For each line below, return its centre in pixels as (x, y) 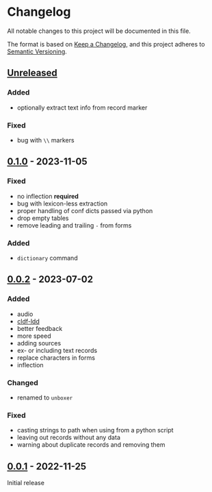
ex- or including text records (57, 350)
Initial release (26, 483)
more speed (34, 336)
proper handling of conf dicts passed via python (85, 210)
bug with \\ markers (45, 140)
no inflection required (48, 196)
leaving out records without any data (69, 438)
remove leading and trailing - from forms (74, 225)
